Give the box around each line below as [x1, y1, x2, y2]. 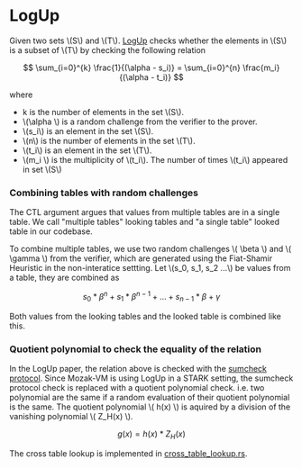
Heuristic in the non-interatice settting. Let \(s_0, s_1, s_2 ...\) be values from [9, 263, 291, 274]
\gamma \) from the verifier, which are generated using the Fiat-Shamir [9, 253, 273, 264]
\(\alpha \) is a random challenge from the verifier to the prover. [22, 116, 259, 127]
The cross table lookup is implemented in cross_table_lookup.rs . [9, 447, 248, 459]
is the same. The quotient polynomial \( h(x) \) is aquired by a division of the [9, 401, 291, 412]
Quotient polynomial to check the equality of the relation [9, 343, 261, 355]
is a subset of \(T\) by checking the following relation [9, 44, 206, 55]
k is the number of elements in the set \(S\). [22, 106, 185, 117]
